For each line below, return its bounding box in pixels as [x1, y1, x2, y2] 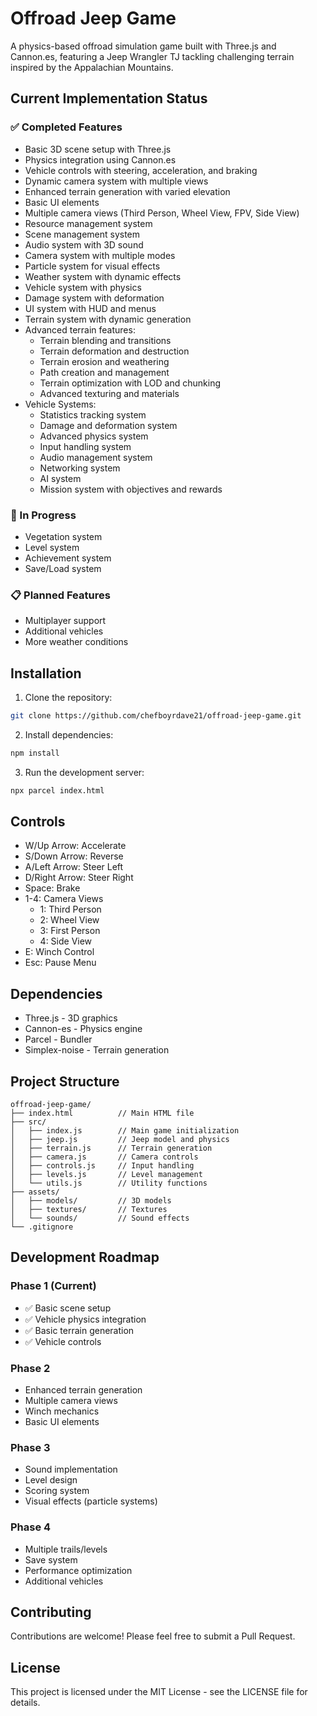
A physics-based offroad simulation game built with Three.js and [10, 40, 277, 52]
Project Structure [10, 1073, 120, 1090]
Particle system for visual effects [24, 260, 161, 272]
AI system [39, 472, 82, 484]
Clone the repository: [24, 692, 113, 704]
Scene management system [24, 228, 141, 240]
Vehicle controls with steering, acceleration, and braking [24, 164, 258, 176]
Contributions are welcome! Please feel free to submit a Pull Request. [10, 1630, 296, 1642]
